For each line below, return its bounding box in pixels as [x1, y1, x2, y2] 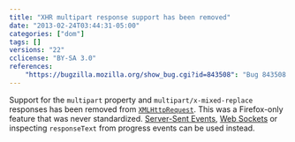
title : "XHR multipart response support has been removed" [9, 12, 231, 22]
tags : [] [9, 37, 42, 47]
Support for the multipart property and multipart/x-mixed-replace [9, 94, 253, 105]
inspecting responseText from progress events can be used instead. [9, 123, 255, 133]
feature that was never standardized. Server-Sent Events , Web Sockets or [9, 113, 278, 123]
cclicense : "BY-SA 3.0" [9, 54, 97, 63]
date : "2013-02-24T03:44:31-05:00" [9, 21, 140, 30]
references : [9, 63, 53, 71]
